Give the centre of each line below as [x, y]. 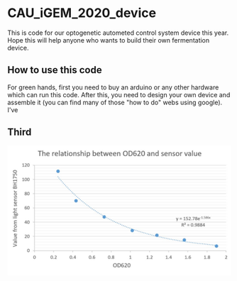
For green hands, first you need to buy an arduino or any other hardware [113, 87]
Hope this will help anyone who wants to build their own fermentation [109, 40]
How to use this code [55, 70]
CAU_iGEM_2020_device [82, 13]
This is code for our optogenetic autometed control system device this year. [118, 33]
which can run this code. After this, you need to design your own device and [119, 94]
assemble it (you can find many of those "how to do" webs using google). [115, 102]
